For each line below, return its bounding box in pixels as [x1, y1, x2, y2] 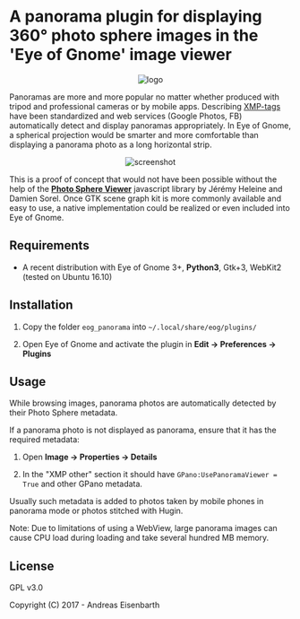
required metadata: [9, 434, 81, 445]
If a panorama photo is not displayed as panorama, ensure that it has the [9, 424, 277, 436]
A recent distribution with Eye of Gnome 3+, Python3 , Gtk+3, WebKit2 [21, 262, 282, 273]
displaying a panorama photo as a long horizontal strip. [9, 139, 212, 150]
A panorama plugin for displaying [9, 6, 262, 27]
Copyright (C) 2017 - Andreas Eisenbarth [9, 599, 160, 611]
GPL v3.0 [9, 582, 43, 593]
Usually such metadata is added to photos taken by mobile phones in [9, 496, 264, 507]
